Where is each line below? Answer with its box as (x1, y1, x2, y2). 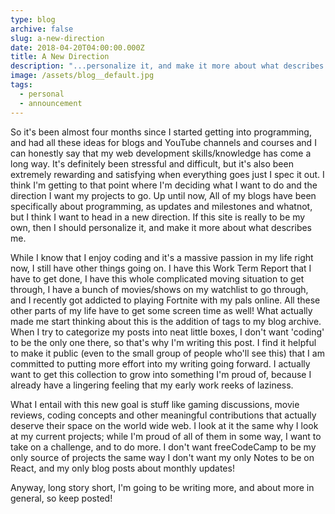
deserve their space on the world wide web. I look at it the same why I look (10, 419, 319, 431)
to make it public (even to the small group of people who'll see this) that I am (10, 347, 325, 359)
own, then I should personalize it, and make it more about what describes (10, 221, 313, 233)
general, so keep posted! (10, 492, 113, 504)
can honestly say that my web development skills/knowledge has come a (10, 147, 312, 159)
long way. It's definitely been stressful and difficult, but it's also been (10, 157, 294, 170)
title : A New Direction (10, 52, 110, 62)
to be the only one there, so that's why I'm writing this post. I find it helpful (10, 336, 317, 348)
